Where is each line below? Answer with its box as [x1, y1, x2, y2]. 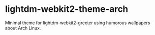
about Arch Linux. [5, 25, 41, 31]
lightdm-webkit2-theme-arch [5, 3, 128, 15]
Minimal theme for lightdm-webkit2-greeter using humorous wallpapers [5, 20, 150, 26]
